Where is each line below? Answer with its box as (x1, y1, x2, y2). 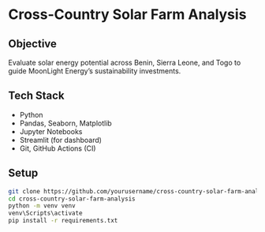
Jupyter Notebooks (19, 126, 83, 136)
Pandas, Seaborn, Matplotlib (19, 118, 112, 128)
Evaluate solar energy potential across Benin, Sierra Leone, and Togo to (8, 58, 241, 67)
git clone (8, 187, 41, 195)
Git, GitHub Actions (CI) (19, 144, 96, 153)
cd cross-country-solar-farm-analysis (8, 195, 136, 203)
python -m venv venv (8, 202, 77, 210)
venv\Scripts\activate (8, 209, 83, 218)
